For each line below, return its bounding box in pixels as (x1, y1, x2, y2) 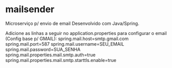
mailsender (5, 4, 55, 15)
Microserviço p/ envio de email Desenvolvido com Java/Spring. (5, 20, 140, 26)
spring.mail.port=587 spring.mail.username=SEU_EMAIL (5, 41, 124, 47)
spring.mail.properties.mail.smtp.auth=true (5, 52, 96, 58)
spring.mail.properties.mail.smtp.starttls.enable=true (5, 57, 117, 63)
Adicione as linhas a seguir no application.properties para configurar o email (5, 30, 167, 36)
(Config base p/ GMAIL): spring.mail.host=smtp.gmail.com (5, 36, 129, 42)
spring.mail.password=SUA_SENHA (5, 46, 81, 52)
